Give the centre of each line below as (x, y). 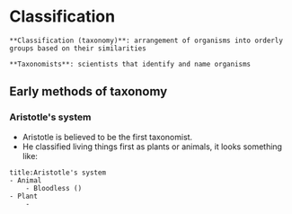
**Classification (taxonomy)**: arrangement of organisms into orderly (146, 40)
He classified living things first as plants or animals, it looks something (152, 147)
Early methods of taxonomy (88, 92)
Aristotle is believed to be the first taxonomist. (107, 137)
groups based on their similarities (78, 48)
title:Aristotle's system (58, 173)
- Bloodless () (54, 188)
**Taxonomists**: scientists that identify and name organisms (130, 64)
